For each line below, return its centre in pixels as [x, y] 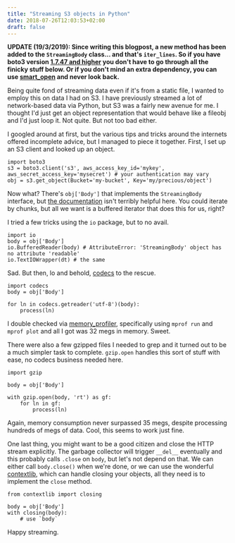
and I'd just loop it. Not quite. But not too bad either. [82, 121]
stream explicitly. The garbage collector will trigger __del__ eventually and [115, 451]
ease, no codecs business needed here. [65, 360]
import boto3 [26, 162]
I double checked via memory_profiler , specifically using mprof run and [110, 324]
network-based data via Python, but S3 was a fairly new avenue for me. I [113, 106]
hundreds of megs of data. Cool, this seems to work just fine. [96, 430]
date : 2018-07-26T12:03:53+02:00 [56, 20]
